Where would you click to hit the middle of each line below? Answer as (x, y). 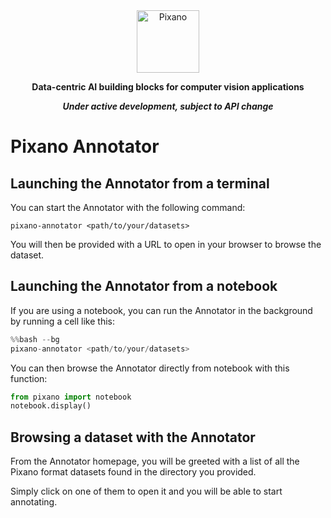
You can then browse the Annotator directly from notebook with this (150, 368)
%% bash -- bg (35, 339)
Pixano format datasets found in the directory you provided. (133, 472)
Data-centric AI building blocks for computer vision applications (168, 87)
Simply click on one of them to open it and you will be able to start (146, 491)
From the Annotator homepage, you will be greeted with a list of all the (155, 461)
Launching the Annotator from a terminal (140, 183)
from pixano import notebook (71, 397)
